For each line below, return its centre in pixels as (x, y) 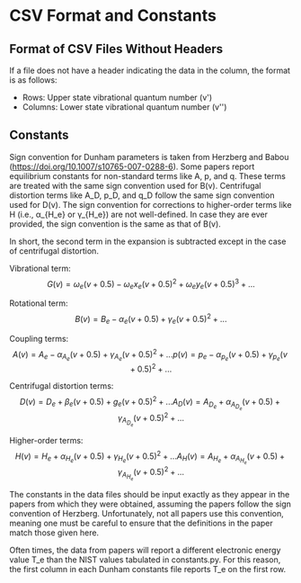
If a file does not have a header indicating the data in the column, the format (150, 70)
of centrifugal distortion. (54, 251)
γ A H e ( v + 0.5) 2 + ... (151, 474)
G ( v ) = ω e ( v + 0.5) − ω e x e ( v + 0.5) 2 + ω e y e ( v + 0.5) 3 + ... (151, 284)
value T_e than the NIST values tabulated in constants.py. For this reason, (145, 560)
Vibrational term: (40, 268)
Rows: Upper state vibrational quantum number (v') (117, 97)
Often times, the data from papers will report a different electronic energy (145, 551)
